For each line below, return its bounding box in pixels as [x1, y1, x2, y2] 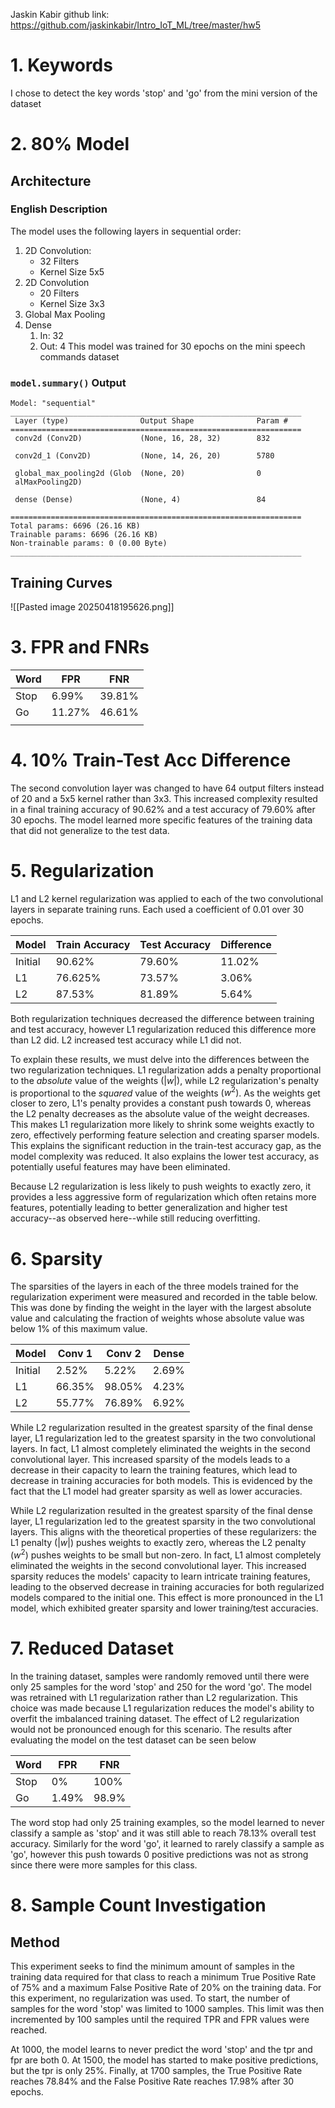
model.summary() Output [10, 375, 127, 389]
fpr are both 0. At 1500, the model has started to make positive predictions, [10, 2054, 319, 2066]
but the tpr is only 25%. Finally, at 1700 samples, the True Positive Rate [10, 2064, 303, 2076]
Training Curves [10, 574, 113, 591]
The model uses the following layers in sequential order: [10, 225, 242, 237]
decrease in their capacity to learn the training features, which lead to [10, 1464, 298, 1476]
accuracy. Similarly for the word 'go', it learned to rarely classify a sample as [10, 1837, 325, 1849]
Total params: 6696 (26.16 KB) [10, 521, 141, 531]
